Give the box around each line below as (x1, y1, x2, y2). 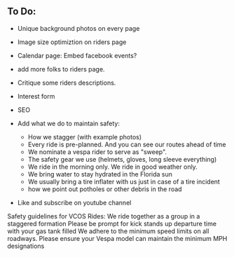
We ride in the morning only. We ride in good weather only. (27, 162, 198, 171)
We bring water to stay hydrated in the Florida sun (27, 169, 173, 178)
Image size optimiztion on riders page (17, 38, 127, 46)
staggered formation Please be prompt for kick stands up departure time (7, 219, 217, 228)
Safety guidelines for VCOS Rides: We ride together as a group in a (7, 211, 200, 220)
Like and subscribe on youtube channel (17, 198, 132, 207)
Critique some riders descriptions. (17, 78, 116, 87)
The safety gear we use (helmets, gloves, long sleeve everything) (27, 155, 217, 163)
